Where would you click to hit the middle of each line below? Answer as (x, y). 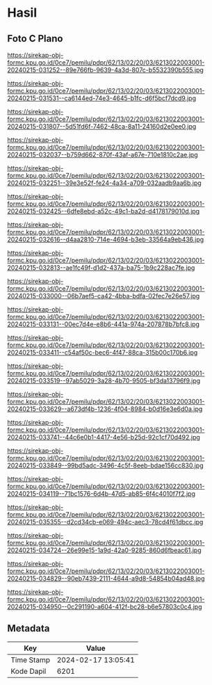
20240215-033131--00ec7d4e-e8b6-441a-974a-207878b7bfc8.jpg (104, 324)
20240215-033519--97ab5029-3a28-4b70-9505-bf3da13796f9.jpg (104, 381)
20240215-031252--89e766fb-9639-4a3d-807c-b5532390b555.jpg (105, 70)
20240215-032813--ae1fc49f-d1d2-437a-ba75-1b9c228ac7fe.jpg (101, 268)
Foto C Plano (35, 39)
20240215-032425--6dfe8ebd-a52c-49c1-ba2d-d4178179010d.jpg (104, 211)
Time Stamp (31, 660)
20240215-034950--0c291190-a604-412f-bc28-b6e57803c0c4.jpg (105, 607)
